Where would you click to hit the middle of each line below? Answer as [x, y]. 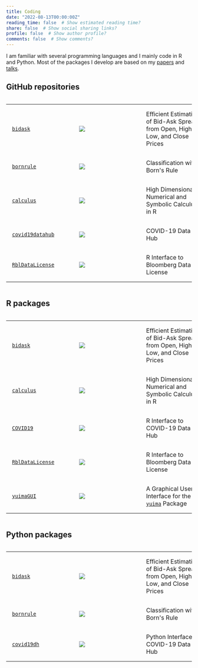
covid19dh [26, 644]
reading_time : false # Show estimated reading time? [74, 22]
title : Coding [24, 12]
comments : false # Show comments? [50, 39]
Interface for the [169, 496]
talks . [13, 68]
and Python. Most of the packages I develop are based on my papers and [95, 62]
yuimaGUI [24, 496]
